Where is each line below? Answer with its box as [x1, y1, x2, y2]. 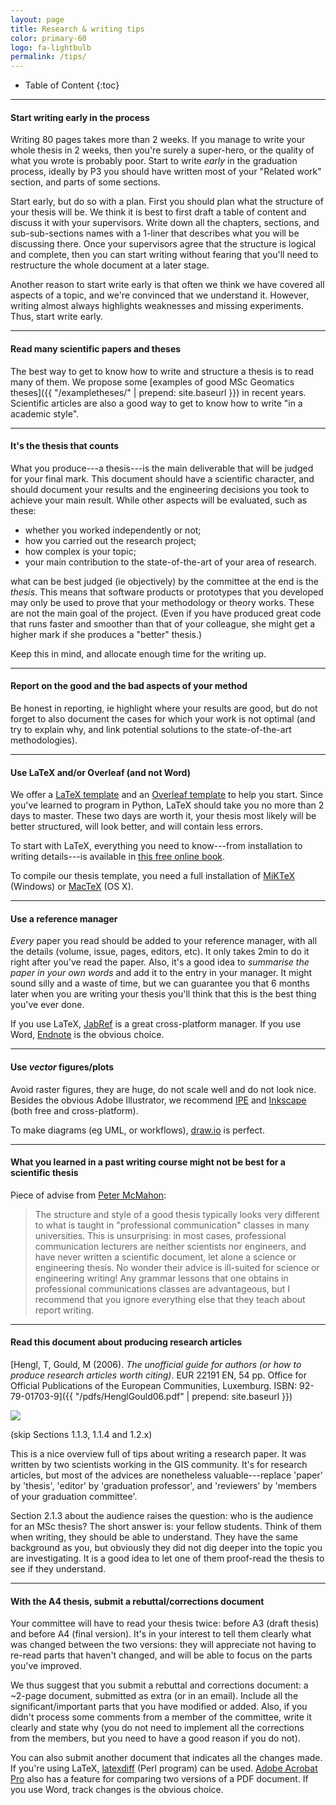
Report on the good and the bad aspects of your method [10, 680, 248, 692]
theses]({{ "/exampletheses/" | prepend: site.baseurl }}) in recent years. [10, 386, 307, 398]
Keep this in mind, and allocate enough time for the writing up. [10, 647, 267, 660]
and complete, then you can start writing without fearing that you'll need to [10, 249, 319, 261]
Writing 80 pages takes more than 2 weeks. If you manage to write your [10, 134, 306, 146]
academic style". [10, 407, 80, 420]
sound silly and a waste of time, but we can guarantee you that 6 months [10, 977, 310, 990]
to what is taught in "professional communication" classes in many [34, 1219, 310, 1231]
